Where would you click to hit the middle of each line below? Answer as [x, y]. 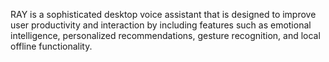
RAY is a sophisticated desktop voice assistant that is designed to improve [163, 14]
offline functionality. [51, 46]
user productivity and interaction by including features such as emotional [161, 25]
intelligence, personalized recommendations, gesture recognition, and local [165, 35]
